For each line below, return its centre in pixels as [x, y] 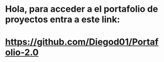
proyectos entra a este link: [63, 19]
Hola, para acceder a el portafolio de [82, 9]
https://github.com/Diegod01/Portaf [82, 42]
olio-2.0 [22, 52]
